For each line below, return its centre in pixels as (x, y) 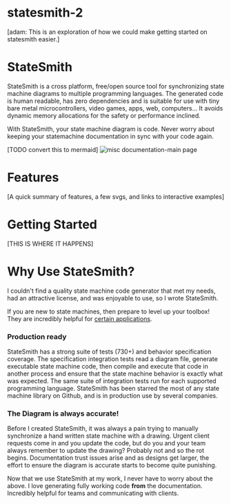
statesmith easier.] (33, 39)
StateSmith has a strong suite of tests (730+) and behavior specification (109, 351)
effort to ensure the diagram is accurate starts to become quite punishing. (112, 465)
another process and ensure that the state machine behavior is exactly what (115, 374)
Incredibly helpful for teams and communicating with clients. (93, 493)
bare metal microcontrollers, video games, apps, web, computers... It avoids (115, 108)
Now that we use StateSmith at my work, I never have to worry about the (110, 478)
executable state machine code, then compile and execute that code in (108, 366)
